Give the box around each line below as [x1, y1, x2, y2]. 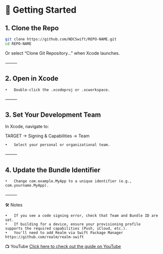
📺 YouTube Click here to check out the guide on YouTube [5, 244, 121, 250]
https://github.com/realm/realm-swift [5, 234, 84, 240]
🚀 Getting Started [5, 4, 77, 16]
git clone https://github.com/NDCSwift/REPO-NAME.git [5, 37, 117, 42]
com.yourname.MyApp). [5, 183, 49, 188]
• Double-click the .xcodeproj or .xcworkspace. [5, 87, 110, 92]
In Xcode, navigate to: [5, 124, 49, 129]
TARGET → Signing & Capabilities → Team [5, 133, 90, 139]
